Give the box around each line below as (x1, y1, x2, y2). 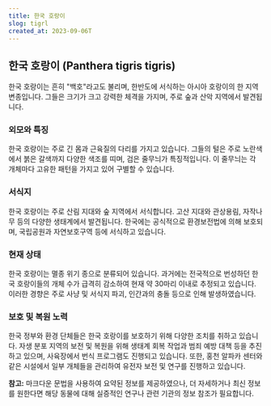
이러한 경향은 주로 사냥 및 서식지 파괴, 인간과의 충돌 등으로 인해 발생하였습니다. (8, 289, 256, 299)
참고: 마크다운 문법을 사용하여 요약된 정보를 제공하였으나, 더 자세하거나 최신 (8, 379, 247, 388)
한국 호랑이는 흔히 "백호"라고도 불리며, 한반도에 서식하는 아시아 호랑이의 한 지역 (8, 82, 259, 91)
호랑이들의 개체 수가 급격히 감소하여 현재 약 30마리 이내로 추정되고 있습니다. (16, 279, 256, 289)
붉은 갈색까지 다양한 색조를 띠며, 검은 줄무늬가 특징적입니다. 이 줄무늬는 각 (23, 154, 256, 164)
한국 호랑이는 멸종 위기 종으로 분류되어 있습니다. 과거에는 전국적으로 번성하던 (8, 269, 251, 279)
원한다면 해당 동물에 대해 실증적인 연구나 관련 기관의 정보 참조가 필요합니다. (16, 389, 255, 399)
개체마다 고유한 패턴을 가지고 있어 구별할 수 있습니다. (8, 164, 175, 174)
